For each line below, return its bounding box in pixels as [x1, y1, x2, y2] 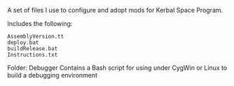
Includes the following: [7, 20, 73, 27]
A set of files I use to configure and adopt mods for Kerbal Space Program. [7, 6, 223, 14]
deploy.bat [7, 39, 39, 46]
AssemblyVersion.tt [7, 33, 64, 40]
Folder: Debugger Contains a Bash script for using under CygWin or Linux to [7, 64, 228, 72]
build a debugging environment [7, 71, 98, 79]
